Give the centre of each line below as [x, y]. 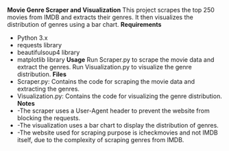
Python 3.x [32, 38]
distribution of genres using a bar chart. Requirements [84, 24]
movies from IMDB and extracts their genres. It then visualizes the [100, 17]
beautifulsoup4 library [48, 52]
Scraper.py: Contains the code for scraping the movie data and [106, 81]
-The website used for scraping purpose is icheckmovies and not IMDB [117, 132]
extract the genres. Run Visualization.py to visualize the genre [104, 67]
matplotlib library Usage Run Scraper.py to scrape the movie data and [116, 60]
